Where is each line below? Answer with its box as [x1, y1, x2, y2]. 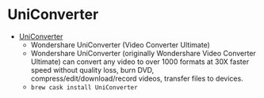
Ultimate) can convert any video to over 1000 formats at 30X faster [30, 57, 250, 66]
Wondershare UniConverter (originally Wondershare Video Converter [30, 48, 257, 58]
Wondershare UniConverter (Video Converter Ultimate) [30, 40, 211, 49]
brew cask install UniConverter [30, 83, 138, 92]
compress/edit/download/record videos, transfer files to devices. [30, 73, 243, 83]
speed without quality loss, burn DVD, [30, 65, 155, 74]
